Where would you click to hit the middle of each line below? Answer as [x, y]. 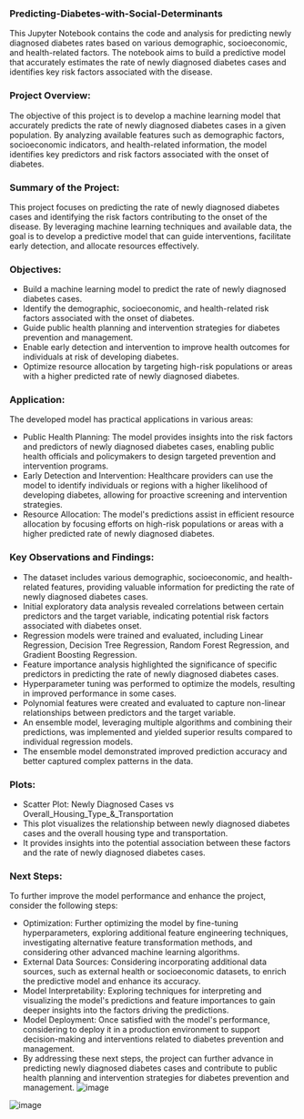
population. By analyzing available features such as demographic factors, [147, 135]
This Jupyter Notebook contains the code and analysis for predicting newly [151, 34]
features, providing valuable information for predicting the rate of [173, 587]
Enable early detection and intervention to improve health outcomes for [156, 348]
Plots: [23, 784]
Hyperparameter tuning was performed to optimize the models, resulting [159, 683]
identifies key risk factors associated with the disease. [111, 72]
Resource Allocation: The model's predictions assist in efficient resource [158, 514]
